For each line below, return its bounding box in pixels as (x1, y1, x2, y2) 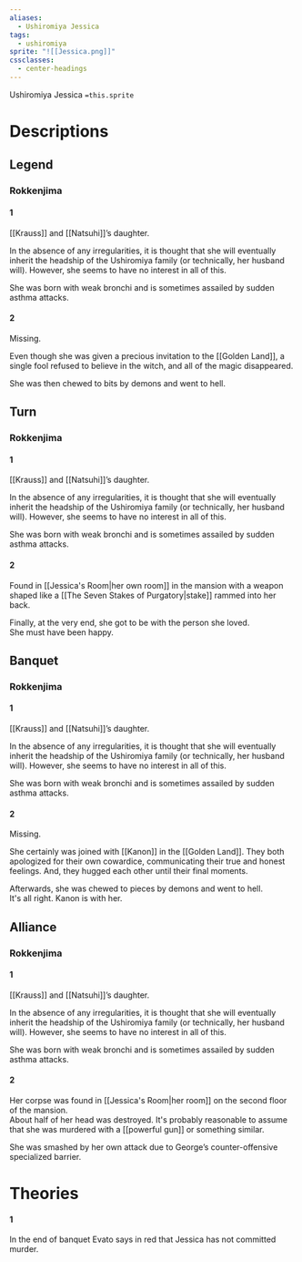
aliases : (9, 13, 43, 23)
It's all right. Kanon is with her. (9, 893, 123, 904)
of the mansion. (9, 1104, 68, 1115)
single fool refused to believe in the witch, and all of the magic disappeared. (9, 360, 294, 371)
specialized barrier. (9, 1151, 82, 1162)
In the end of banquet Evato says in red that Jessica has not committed (9, 1234, 277, 1245)
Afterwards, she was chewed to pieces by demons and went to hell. (9, 883, 264, 894)
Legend (9, 157, 54, 173)
